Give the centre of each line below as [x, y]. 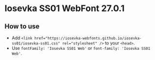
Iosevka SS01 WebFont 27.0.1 [65, 8]
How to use [22, 26]
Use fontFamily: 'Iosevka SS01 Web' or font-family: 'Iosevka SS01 [81, 48]
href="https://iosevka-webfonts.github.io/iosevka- [88, 38]
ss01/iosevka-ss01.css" [36, 44]
